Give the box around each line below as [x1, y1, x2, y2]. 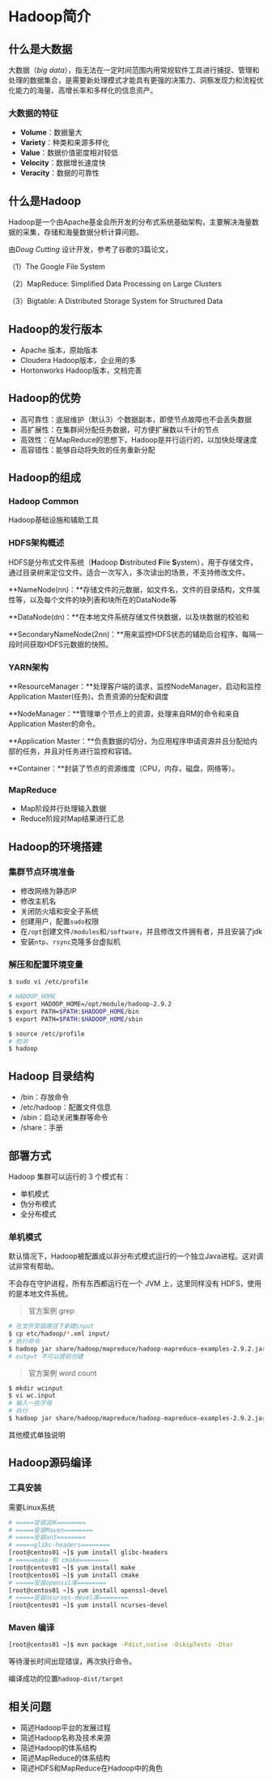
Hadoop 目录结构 [8, 1069, 95, 1083]
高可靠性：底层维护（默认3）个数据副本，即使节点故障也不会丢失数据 [19, 414, 253, 424]
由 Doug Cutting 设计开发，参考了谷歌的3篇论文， [8, 245, 172, 254]
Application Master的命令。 [8, 719, 100, 729]
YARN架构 [8, 661, 49, 673]
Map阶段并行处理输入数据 [19, 804, 107, 814]
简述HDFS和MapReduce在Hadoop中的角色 [19, 1763, 164, 1773]
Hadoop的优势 [8, 391, 82, 405]
